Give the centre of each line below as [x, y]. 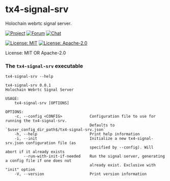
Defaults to [102, 125]
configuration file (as [51, 143]
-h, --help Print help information [77, 134]
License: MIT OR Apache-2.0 [36, 53]
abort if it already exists [35, 152]
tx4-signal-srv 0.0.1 [28, 85]
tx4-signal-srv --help [29, 77]
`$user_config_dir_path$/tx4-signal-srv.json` [55, 130]
